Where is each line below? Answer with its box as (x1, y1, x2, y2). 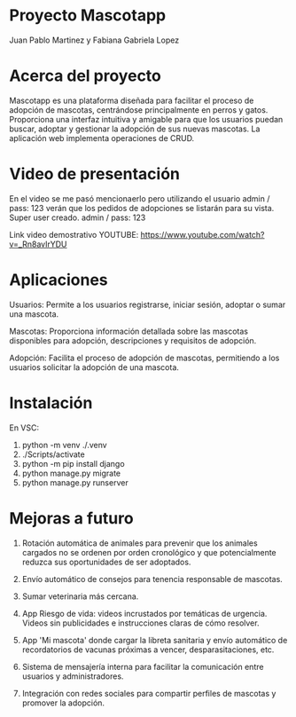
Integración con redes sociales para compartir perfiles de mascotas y (21, 688, 277, 698)
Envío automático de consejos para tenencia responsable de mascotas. (21, 573, 284, 584)
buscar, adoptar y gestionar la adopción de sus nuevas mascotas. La (9, 123, 261, 134)
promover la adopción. (21, 697, 105, 708)
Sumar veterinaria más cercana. (21, 591, 139, 602)
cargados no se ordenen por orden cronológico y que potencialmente (21, 547, 277, 557)
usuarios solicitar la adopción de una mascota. (9, 361, 180, 373)
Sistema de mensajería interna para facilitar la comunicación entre (21, 661, 264, 672)
